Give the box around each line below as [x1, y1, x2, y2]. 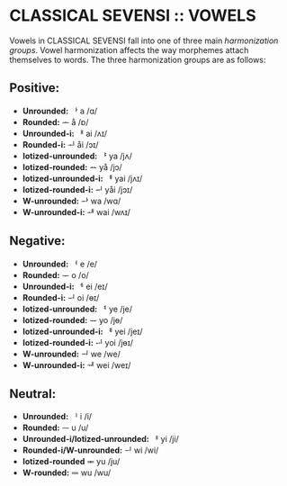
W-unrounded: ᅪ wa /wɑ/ [22, 195, 121, 206]
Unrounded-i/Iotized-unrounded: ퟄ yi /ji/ [22, 434, 180, 445]
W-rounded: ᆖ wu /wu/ [22, 467, 112, 478]
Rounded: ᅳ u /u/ [22, 422, 89, 433]
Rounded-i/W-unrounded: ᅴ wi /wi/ [22, 445, 159, 455]
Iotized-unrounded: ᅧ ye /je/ [22, 303, 133, 314]
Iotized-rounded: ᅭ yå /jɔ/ [22, 161, 123, 172]
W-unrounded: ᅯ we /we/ [22, 348, 121, 359]
